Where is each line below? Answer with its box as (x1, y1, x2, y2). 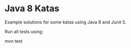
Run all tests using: (4, 28, 43, 34)
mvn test (4, 38, 23, 44)
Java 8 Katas (4, 3, 60, 14)
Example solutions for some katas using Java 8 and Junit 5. (4, 19, 127, 25)
